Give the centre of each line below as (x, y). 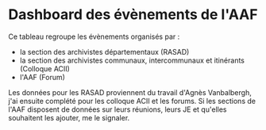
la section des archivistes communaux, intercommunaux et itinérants (132, 60)
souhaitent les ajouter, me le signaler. (69, 117)
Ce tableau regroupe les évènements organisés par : (94, 36)
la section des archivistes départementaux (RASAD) (104, 52)
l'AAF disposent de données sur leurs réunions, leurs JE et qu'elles (118, 109)
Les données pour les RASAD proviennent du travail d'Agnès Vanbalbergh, (130, 92)
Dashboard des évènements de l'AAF (133, 15)
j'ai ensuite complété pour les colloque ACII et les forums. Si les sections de (132, 101)
